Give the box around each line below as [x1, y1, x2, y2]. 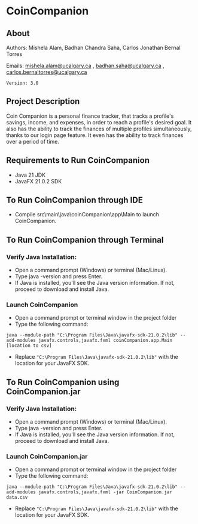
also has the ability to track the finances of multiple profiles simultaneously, [6, 125, 193, 132]
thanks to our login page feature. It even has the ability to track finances [6, 131, 184, 139]
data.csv [6, 495, 28, 501]
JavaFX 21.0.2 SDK [14, 177, 62, 184]
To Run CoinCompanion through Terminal [6, 234, 164, 245]
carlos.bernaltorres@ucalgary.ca [6, 69, 87, 76]
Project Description [6, 96, 80, 106]
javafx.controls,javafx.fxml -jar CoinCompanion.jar [38, 489, 172, 495]
